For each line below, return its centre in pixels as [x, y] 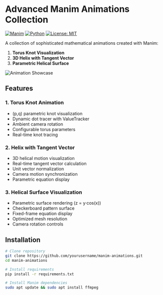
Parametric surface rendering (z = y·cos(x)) [57, 203]
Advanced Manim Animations [67, 9]
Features [19, 89]
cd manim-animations [27, 260]
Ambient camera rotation [38, 124]
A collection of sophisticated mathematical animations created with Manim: [82, 43]
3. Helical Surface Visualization [44, 192]
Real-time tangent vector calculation [49, 163]
